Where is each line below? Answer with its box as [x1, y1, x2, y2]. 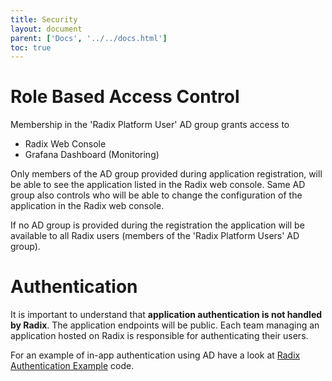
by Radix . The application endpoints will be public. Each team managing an [10, 319, 320, 331]
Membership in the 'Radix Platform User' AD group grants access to [10, 119, 290, 131]
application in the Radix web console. [10, 200, 165, 212]
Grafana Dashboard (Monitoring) [24, 149, 160, 161]
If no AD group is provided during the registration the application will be [10, 219, 305, 231]
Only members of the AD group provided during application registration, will [10, 168, 323, 180]
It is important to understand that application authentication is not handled [10, 309, 323, 321]
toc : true [10, 42, 52, 53]
